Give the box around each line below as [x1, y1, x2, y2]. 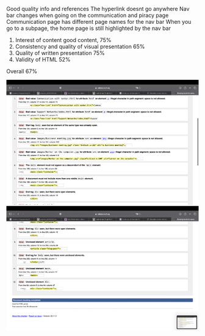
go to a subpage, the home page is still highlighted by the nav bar [6, 24, 171, 32]
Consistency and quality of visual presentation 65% [15, 43, 145, 50]
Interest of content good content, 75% [15, 37, 112, 43]
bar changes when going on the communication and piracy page [6, 12, 169, 19]
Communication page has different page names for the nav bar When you [6, 18, 192, 25]
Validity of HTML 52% [15, 56, 71, 63]
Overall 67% [6, 68, 38, 75]
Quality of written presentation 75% [15, 49, 105, 57]
